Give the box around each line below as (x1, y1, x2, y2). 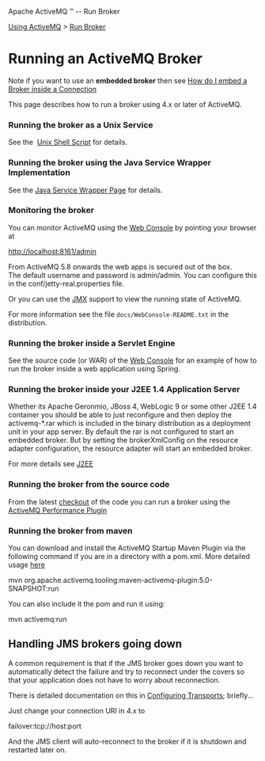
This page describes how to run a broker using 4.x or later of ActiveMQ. (8, 99, 242, 109)
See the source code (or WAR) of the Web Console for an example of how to (8, 356, 257, 365)
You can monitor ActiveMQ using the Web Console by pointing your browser (8, 223, 257, 232)
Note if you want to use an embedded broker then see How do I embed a (8, 75, 248, 86)
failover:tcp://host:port (8, 721, 81, 731)
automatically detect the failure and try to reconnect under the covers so (8, 667, 245, 676)
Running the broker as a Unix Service (8, 119, 153, 130)
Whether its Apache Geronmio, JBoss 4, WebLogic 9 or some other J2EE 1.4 (8, 401, 257, 411)
